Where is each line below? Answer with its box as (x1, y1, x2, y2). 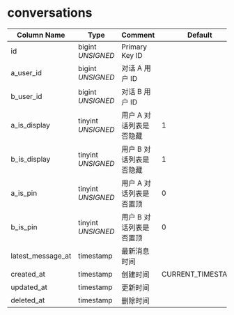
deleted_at (10, 295, 45, 305)
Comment (121, 30, 155, 40)
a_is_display (10, 120, 50, 130)
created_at (10, 269, 46, 279)
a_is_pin (10, 188, 38, 198)
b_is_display (10, 154, 51, 164)
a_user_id (10, 68, 42, 77)
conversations (7, 5, 93, 21)
